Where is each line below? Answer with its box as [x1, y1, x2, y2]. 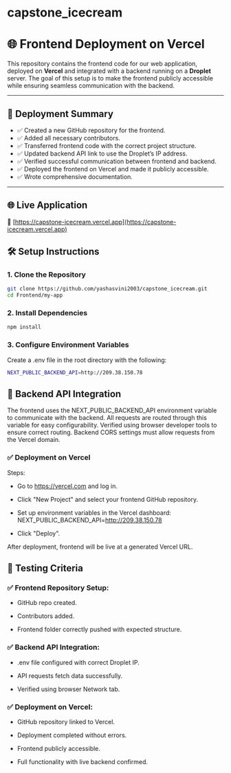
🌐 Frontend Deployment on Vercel [7, 36, 205, 52]
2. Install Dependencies [7, 308, 88, 318]
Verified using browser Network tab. [16, 685, 120, 693]
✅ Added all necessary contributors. [16, 134, 120, 142]
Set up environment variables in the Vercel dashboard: [16, 508, 172, 517]
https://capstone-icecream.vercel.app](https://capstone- [14, 218, 177, 226]
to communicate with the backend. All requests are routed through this [7, 414, 208, 422]
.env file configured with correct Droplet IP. [16, 658, 140, 666]
